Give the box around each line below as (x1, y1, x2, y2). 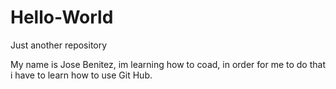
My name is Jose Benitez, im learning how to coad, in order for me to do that (10, 58, 326, 70)
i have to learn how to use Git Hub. (10, 69, 153, 81)
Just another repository (10, 39, 108, 51)
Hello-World (10, 6, 114, 29)
